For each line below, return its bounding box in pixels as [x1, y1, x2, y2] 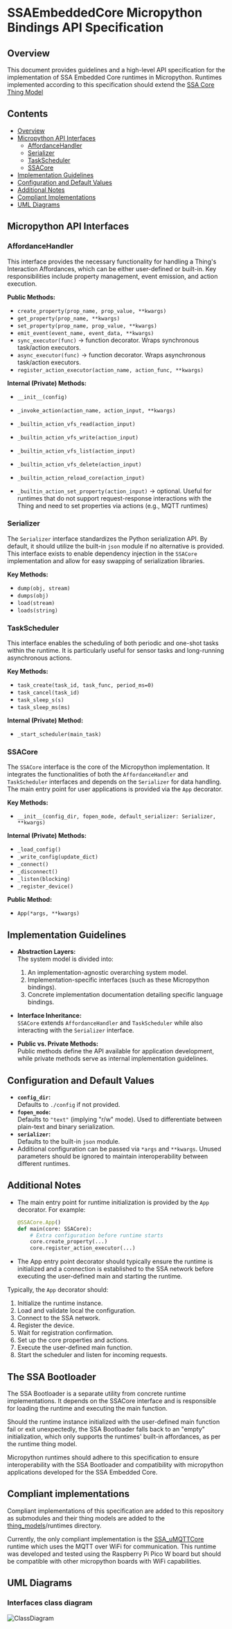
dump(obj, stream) [17, 585, 71, 592]
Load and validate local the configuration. [17, 1306, 136, 1315]
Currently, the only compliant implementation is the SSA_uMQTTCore [7, 1534, 204, 1543]
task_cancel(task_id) [17, 690, 80, 697]
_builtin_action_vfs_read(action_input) [17, 421, 136, 428]
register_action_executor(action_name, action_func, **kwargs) [17, 366, 204, 373]
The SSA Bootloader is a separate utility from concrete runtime [7, 1389, 186, 1398]
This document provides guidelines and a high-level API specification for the [7, 66, 226, 74]
